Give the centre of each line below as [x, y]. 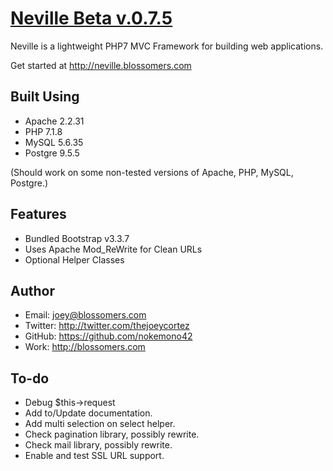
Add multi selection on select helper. [100, 424]
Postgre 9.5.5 [52, 153]
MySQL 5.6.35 [54, 142]
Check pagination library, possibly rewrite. [112, 434]
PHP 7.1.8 [43, 131]
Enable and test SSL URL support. [94, 456]
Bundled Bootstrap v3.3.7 [77, 238]
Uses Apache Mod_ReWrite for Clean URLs [113, 249]
